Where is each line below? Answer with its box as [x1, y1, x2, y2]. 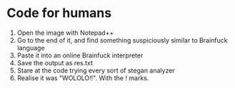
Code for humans [6, 5, 112, 21]
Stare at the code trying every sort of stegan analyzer [16, 66, 176, 75]
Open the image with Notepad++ [16, 28, 114, 37]
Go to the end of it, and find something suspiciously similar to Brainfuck [16, 35, 228, 44]
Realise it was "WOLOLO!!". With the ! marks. [16, 73, 149, 82]
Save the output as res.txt [16, 58, 94, 67]
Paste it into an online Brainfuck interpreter [16, 51, 144, 60]
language [16, 43, 45, 52]
